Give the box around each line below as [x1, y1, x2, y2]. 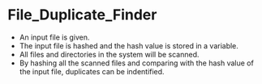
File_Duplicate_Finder [7, 6, 157, 24]
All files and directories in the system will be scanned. [19, 49, 200, 59]
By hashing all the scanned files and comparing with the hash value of [19, 58, 255, 68]
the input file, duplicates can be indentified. [19, 66, 165, 76]
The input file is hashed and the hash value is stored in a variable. [19, 40, 238, 50]
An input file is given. [19, 32, 90, 42]
